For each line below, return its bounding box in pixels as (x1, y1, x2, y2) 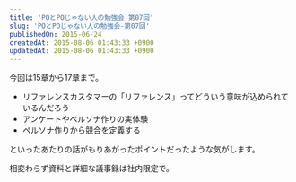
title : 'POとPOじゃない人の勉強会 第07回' (9, 13, 154, 22)
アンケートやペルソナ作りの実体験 (22, 114, 149, 125)
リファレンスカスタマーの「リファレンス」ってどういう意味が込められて (22, 91, 290, 102)
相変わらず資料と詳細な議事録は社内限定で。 (9, 163, 175, 174)
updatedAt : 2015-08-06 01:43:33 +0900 (9, 47, 154, 56)
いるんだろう (22, 102, 70, 113)
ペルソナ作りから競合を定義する (22, 125, 141, 135)
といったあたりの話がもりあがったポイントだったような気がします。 (9, 144, 260, 155)
